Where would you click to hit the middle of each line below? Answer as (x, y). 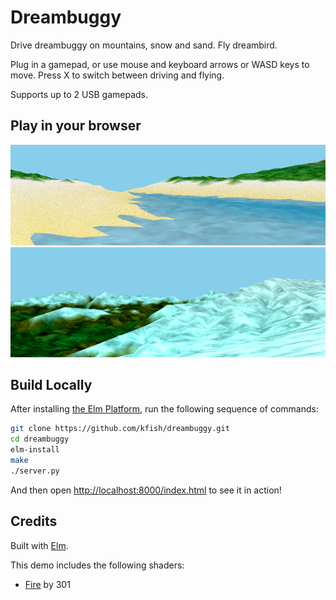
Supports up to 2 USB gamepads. (79, 94)
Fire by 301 (47, 584)
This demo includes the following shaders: (97, 565)
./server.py (35, 471)
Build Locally (51, 384)
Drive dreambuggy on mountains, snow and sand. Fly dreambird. (144, 45)
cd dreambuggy (40, 439)
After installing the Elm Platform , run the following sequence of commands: (164, 409)
